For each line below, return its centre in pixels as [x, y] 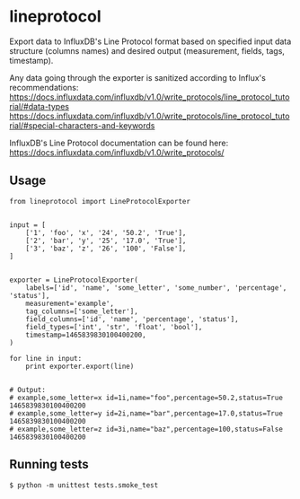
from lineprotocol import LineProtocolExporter [100, 201]
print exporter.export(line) [80, 366]
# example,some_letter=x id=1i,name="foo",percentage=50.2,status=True [146, 398]
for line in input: [46, 358]
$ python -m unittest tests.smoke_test [84, 485]
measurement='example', [70, 303]
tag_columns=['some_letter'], [82, 311]
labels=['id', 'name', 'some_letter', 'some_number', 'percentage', [156, 288]
